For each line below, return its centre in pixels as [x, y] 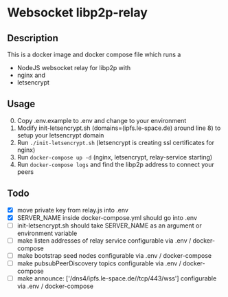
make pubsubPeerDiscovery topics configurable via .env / [99, 263]
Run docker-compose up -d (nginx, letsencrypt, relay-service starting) [115, 157]
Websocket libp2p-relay [77, 13]
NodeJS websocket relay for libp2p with [74, 68]
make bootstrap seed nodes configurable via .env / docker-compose [114, 255]
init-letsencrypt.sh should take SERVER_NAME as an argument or [109, 225]
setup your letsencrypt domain [60, 135]
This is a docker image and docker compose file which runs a [94, 54]
